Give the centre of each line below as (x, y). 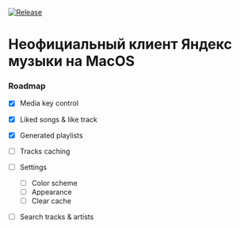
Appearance (52, 191)
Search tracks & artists (57, 216)
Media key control (49, 103)
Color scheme (54, 183)
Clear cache (51, 201)
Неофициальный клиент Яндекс (120, 44)
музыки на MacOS (72, 62)
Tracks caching (45, 151)
